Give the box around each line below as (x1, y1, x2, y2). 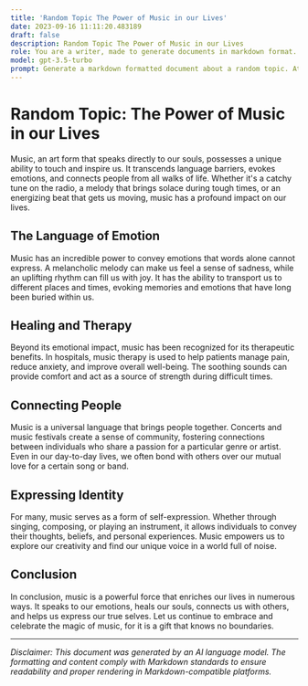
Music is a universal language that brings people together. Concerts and (10, 422, 282, 433)
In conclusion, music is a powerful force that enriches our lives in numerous (10, 591, 295, 602)
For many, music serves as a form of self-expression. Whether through (10, 512, 277, 522)
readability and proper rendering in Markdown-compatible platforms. (10, 666, 272, 677)
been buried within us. (10, 291, 95, 302)
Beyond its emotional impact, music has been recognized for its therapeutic (10, 342, 295, 353)
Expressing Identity (10, 487, 124, 502)
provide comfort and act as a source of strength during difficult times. (10, 371, 273, 382)
